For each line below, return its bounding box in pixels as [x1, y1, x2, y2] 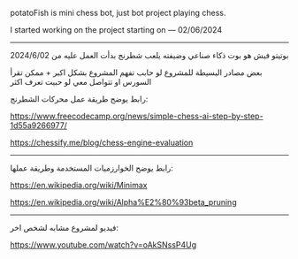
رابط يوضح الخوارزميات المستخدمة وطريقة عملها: [10, 163, 173, 173]
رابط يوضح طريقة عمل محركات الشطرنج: [10, 94, 149, 104]
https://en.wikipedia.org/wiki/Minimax [10, 180, 149, 190]
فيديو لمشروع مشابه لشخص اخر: [10, 223, 118, 232]
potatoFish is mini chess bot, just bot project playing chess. [10, 8, 226, 18]
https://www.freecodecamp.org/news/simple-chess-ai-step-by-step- [10, 110, 264, 121]
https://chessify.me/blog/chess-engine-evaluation [10, 137, 194, 148]
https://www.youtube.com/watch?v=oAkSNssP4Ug [10, 240, 197, 250]
